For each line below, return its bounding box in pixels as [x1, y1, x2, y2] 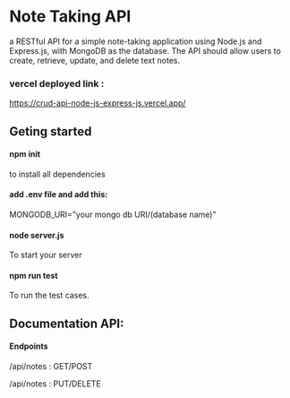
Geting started [9, 124, 92, 139]
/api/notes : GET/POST [9, 361, 93, 372]
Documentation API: [9, 316, 124, 331]
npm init [9, 149, 41, 160]
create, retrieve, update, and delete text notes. [9, 55, 181, 65]
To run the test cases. [9, 290, 90, 301]
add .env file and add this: [9, 189, 108, 200]
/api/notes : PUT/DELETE [9, 378, 101, 389]
